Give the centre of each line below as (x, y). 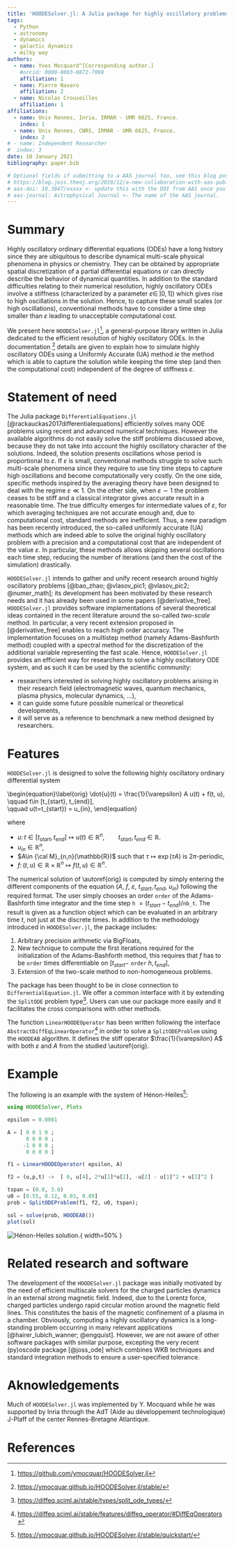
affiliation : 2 (42, 92)
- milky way (31, 53)
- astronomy (31, 33)
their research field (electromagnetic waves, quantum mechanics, (111, 688)
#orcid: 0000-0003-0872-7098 (62, 72)
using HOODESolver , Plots (45, 1107)
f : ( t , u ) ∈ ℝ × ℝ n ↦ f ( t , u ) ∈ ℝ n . (62, 865)
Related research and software (98, 1263)
